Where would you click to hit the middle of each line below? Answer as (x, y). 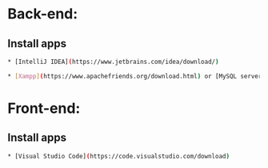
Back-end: (43, 14)
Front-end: (44, 108)
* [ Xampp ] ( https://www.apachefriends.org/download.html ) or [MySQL (122, 76)
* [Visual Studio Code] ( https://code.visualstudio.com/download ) (118, 156)
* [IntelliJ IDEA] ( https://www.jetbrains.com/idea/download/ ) (113, 62)
